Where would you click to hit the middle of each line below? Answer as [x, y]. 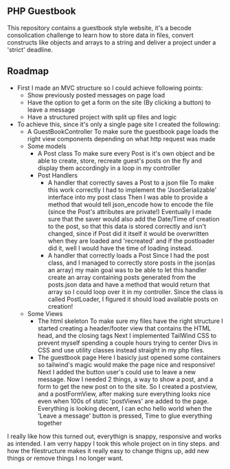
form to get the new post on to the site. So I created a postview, [127, 386]
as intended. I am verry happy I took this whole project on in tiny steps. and [113, 443]
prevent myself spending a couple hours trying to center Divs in [128, 343]
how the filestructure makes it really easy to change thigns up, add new [108, 450]
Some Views [45, 313]
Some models [47, 146]
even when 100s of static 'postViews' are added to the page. [123, 401]
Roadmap [28, 71]
